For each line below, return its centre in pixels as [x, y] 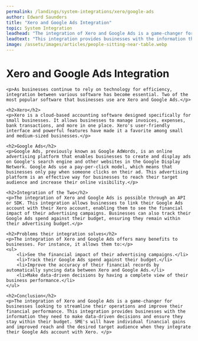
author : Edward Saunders [37, 17]
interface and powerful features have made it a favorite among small [95, 130]
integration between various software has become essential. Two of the [97, 94]
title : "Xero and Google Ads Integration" [59, 22]
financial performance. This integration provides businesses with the [96, 311]
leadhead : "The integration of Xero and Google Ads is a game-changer [95, 34]
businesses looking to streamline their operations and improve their [95, 306]
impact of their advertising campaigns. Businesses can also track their [99, 213]
